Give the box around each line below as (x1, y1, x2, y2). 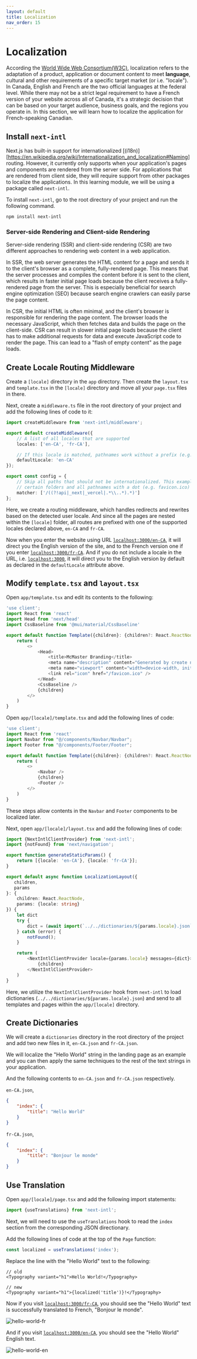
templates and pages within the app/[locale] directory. (6, 1001, 140, 1008)
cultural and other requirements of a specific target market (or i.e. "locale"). (6, 77, 189, 84)
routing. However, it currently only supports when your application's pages (6, 160, 186, 167)
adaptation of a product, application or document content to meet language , (6, 71, 191, 78)
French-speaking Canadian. (6, 114, 73, 121)
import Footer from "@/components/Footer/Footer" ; (6, 742, 133, 748)
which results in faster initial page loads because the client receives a (6, 277, 174, 285)
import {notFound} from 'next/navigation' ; (6, 842, 114, 848)
